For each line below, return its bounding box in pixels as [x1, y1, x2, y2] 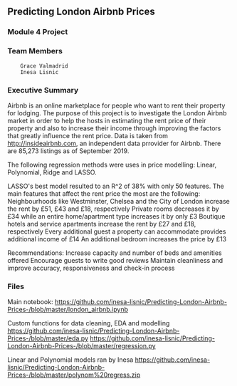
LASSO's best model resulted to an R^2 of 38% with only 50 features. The [7, 182, 224, 190]
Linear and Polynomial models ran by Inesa [7, 355, 134, 364]
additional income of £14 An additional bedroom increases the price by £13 [7, 234, 226, 243]
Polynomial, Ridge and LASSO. [7, 167, 98, 177]
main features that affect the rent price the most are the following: [7, 189, 201, 198]
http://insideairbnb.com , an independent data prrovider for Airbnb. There [7, 139, 221, 147]
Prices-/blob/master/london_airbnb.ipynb [7, 306, 128, 314]
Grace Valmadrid [20, 62, 69, 70]
